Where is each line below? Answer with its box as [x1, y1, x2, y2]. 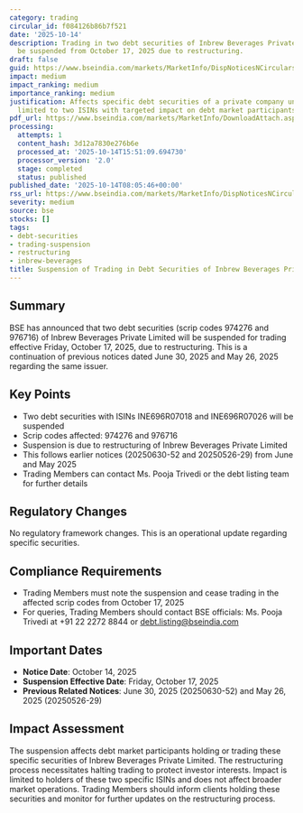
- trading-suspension [9, 240, 91, 249]
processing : [9, 123, 54, 132]
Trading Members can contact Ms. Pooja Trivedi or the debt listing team [22, 468, 289, 479]
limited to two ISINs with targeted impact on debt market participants [17, 106, 297, 115]
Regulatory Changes [9, 504, 128, 519]
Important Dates [9, 642, 103, 658]
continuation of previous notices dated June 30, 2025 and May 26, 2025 [9, 351, 280, 362]
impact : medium [9, 72, 67, 81]
